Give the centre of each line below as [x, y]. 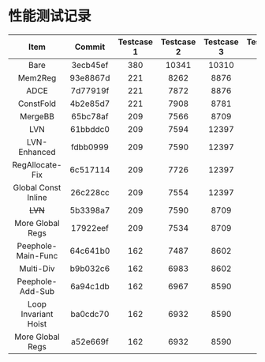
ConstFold [37, 104]
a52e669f [90, 341]
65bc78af [90, 116]
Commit [90, 47]
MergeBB [37, 116]
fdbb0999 [90, 147]
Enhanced [37, 152]
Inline [37, 197]
